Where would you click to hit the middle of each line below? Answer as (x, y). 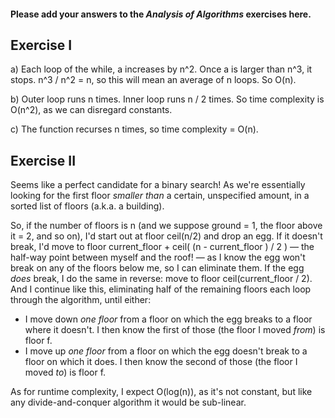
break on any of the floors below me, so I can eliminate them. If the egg (157, 268)
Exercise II (43, 160)
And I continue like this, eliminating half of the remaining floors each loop (161, 289)
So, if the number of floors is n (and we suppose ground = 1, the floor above (166, 226)
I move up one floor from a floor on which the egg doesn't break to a (166, 351)
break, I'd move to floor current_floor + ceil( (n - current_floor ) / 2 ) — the (162, 247)
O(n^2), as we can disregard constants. (91, 110)
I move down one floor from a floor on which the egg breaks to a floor (168, 319)
